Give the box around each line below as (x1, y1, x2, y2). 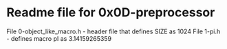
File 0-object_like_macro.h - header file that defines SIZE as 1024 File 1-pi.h (6, 27, 221, 35)
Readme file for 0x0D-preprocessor (6, 5, 215, 20)
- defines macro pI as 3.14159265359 (6, 34, 111, 42)
